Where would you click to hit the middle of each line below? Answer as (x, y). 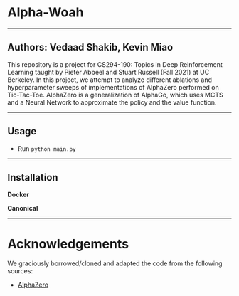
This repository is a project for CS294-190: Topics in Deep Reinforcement (115, 64)
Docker (18, 195)
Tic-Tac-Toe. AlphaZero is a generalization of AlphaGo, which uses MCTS (115, 95)
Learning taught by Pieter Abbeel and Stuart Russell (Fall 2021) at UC (108, 72)
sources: (20, 271)
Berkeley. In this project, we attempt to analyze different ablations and (110, 80)
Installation (33, 178)
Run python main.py (47, 148)
